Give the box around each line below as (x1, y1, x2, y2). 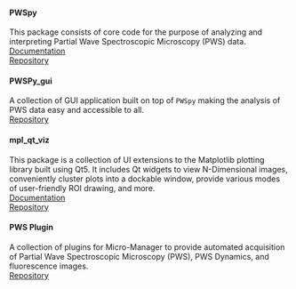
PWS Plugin (9, 222, 53, 233)
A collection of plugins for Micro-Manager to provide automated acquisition (9, 241, 285, 253)
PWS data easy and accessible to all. (9, 105, 145, 116)
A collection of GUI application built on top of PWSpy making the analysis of (9, 95, 281, 106)
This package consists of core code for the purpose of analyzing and (9, 27, 263, 37)
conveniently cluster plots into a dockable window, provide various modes (9, 173, 281, 184)
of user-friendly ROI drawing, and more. (9, 182, 156, 193)
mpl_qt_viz (9, 134, 51, 145)
